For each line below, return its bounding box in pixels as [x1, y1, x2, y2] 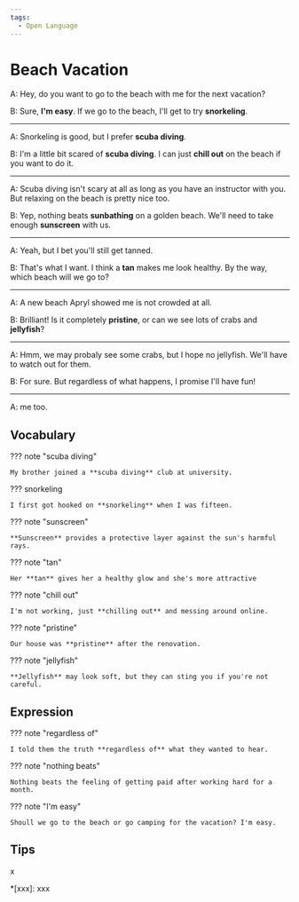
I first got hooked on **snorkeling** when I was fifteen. [10, 501, 233, 510]
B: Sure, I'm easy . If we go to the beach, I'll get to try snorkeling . [10, 106, 248, 116]
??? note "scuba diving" [10, 451, 97, 462]
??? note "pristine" [10, 622, 78, 633]
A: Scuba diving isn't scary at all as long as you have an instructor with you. [10, 184, 287, 194]
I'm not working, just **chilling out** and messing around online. [10, 607, 269, 616]
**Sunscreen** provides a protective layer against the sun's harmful [10, 534, 277, 542]
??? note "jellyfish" [10, 655, 79, 666]
